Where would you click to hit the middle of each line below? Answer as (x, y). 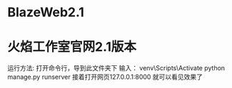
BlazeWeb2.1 (46, 12)
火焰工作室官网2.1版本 (72, 47)
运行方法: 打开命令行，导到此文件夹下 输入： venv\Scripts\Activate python (116, 68)
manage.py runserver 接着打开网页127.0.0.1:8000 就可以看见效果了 (105, 77)
